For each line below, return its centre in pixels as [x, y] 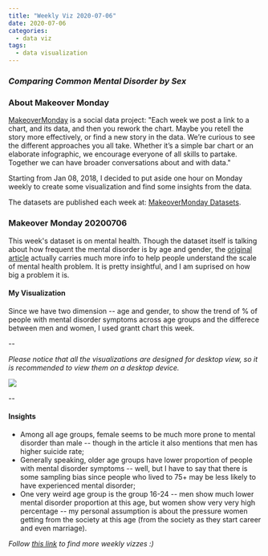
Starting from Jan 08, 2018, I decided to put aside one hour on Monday [126, 178]
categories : [28, 30]
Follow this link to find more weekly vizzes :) [81, 543]
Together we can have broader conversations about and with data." [120, 163]
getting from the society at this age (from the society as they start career [140, 519]
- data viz [34, 38]
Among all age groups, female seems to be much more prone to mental [137, 434]
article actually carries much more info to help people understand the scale [132, 258]
